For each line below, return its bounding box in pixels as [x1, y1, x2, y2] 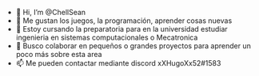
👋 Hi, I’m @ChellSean [15, 8, 86, 17]
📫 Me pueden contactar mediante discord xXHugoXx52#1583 [15, 59, 221, 67]
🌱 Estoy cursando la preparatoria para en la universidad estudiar [15, 25, 228, 33]
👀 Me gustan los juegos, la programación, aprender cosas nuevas [15, 16, 233, 25]
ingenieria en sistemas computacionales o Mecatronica [15, 32, 198, 42]
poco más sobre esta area [15, 50, 102, 59]
